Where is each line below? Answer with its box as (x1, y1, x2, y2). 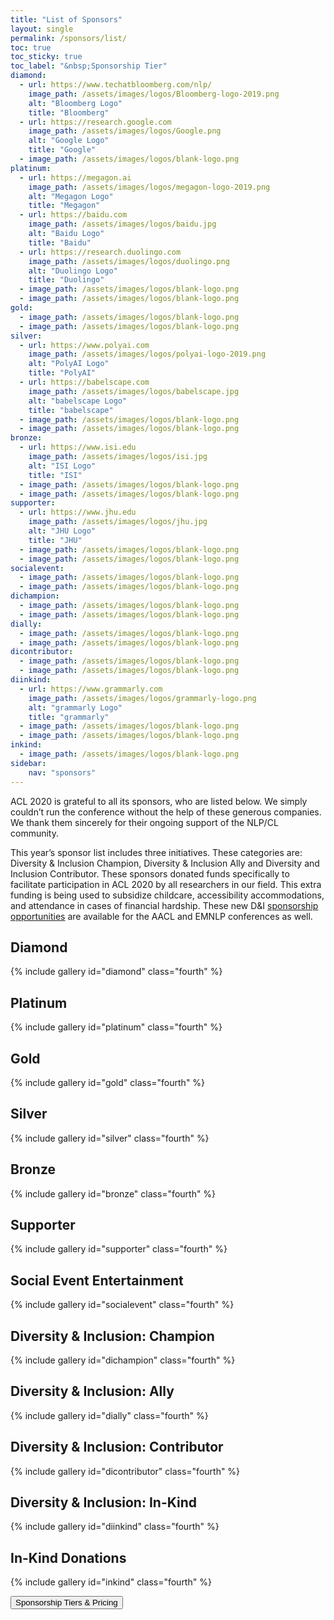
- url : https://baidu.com (19, 210, 128, 220)
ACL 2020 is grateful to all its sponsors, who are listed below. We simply (10, 795, 308, 807)
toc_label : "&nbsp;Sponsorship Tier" (10, 61, 168, 71)
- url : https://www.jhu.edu (19, 507, 137, 518)
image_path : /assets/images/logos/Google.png (28, 126, 222, 136)
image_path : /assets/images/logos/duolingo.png (28, 256, 230, 266)
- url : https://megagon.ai (19, 172, 132, 183)
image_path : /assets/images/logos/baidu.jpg (28, 219, 217, 230)
